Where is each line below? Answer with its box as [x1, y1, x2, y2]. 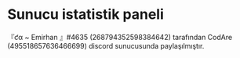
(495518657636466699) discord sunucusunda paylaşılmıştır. [7, 41, 205, 50]
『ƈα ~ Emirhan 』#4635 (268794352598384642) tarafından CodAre [7, 32, 233, 42]
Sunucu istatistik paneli [7, 5, 164, 24]
